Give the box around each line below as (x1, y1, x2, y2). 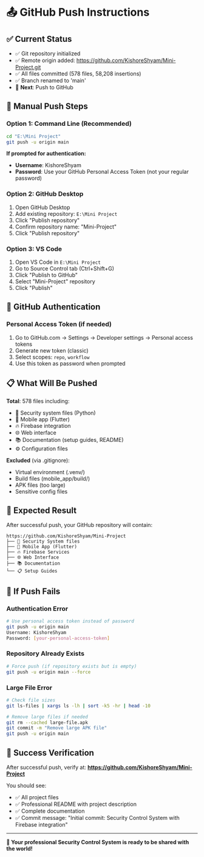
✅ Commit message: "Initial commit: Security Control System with (15, 814, 180, 821)
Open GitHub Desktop (15, 204, 70, 211)
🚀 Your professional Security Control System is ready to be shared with (6, 838, 189, 845)
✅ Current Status (6, 33, 72, 44)
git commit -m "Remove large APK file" (6, 725, 107, 731)
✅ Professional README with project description (15, 800, 137, 808)
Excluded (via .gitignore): (6, 456, 70, 464)
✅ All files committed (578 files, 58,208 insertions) (15, 70, 141, 77)
